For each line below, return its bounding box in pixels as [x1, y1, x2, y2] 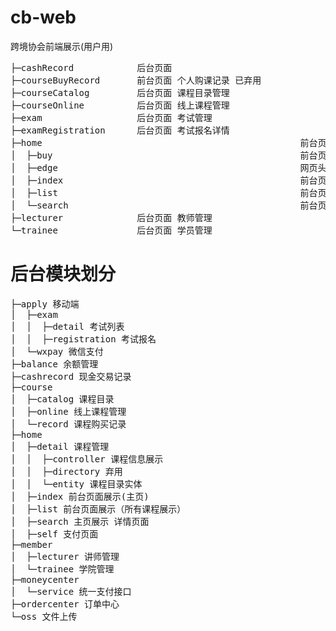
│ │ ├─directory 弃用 [10, 466, 123, 477]
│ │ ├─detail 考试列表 [10, 321, 125, 332]
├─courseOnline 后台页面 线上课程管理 [10, 99, 230, 111]
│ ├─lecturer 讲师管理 [10, 551, 120, 562]
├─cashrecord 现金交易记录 [10, 371, 132, 382]
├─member [10, 539, 53, 550]
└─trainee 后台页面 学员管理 [10, 224, 213, 236]
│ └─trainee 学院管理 [10, 563, 115, 575]
